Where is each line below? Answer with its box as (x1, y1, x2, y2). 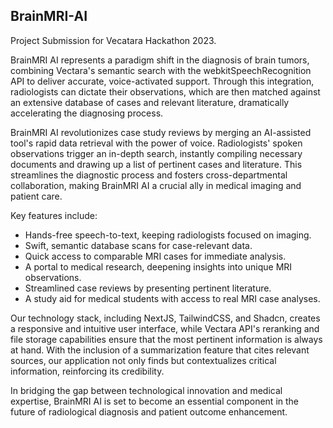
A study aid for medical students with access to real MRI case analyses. (24, 292, 321, 304)
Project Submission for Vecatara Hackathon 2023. (10, 34, 217, 46)
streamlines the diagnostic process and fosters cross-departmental (10, 169, 288, 181)
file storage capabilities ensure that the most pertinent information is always (10, 333, 323, 345)
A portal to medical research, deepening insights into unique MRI (24, 260, 293, 273)
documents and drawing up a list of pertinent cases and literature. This (10, 158, 303, 170)
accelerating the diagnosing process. (10, 107, 164, 119)
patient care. (10, 190, 63, 202)
